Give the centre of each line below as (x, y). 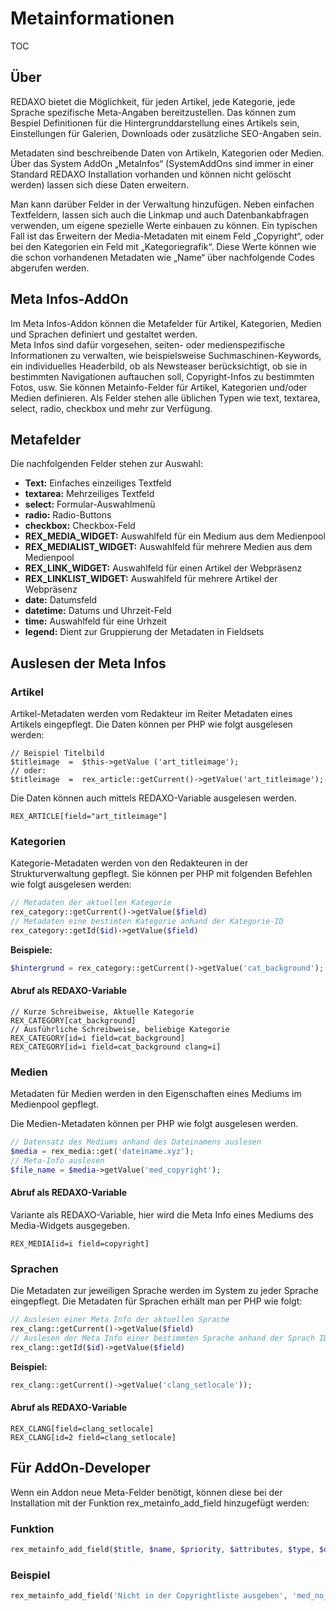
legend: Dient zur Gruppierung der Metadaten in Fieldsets (144, 632)
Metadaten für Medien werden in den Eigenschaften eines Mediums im (156, 1094)
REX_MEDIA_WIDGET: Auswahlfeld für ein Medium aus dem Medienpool (175, 536)
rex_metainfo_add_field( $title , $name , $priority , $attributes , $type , (162, 1549)
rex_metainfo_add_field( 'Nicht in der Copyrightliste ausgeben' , (149, 1596)
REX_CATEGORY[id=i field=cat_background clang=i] (116, 1047)
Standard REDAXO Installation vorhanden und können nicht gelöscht (151, 174)
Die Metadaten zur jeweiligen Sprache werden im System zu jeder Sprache (164, 1291)
